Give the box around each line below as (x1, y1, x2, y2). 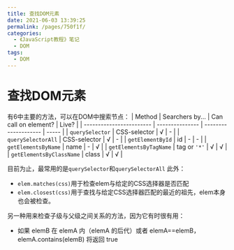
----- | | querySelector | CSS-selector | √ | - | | (46, 127, 180, 136)
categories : (7, 29, 42, 37)
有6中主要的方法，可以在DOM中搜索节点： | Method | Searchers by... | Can (7, 112, 224, 121)
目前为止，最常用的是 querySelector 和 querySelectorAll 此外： (7, 164, 186, 172)
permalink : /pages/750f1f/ (7, 23, 86, 30)
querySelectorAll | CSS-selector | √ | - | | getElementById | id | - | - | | (7, 135, 207, 143)
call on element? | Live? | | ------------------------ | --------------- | (7, 120, 203, 128)
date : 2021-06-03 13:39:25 (7, 17, 86, 24)
